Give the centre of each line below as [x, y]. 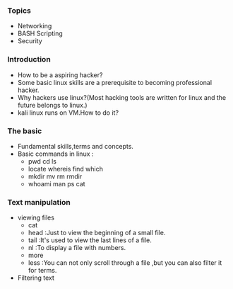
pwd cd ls [42, 161]
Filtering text [36, 278]
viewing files [36, 217]
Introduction [29, 59]
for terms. [42, 271]
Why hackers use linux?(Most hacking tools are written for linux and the [122, 97]
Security [30, 41]
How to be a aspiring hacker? [60, 75]
